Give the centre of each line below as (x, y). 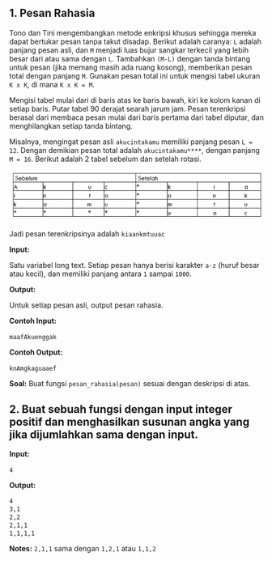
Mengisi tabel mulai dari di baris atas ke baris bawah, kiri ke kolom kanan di (135, 100)
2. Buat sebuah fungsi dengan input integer (121, 409)
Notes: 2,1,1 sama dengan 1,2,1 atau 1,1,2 (83, 549)
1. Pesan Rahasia (52, 13)
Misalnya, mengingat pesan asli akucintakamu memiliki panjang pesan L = (131, 142)
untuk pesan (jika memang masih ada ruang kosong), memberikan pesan (131, 67)
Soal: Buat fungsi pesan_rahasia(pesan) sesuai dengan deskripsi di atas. (130, 384)
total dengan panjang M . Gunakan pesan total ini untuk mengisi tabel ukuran (135, 75)
